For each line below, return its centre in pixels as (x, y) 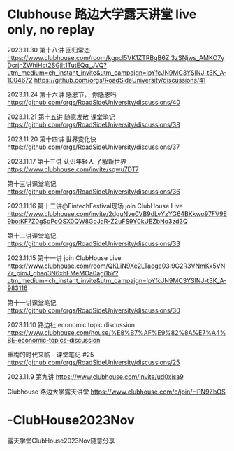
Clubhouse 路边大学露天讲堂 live (102, 14)
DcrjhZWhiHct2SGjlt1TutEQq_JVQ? (57, 65)
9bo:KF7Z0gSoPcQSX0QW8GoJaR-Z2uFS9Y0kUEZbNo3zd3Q (97, 221)
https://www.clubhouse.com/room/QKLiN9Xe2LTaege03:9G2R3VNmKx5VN (116, 266)
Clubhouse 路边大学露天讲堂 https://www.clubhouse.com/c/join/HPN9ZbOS (116, 392)
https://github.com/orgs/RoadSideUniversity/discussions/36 (94, 191)
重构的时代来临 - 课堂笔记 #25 (51, 355)
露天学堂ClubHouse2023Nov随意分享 (61, 441)
